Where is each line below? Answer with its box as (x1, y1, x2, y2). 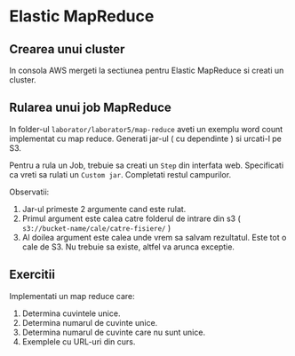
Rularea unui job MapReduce (9, 100, 171, 115)
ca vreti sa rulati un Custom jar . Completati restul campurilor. (9, 169, 232, 179)
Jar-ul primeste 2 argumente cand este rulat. (21, 203, 187, 214)
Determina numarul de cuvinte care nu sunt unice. (21, 327, 206, 337)
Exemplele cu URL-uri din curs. (21, 336, 136, 347)
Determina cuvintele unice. (21, 308, 121, 319)
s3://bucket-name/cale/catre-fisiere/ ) (21, 222, 171, 233)
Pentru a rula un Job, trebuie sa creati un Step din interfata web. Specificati (9, 160, 284, 170)
